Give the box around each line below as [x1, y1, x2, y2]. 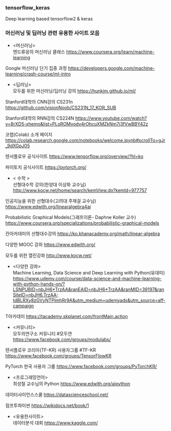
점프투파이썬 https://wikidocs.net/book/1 [5, 402, 89, 408]
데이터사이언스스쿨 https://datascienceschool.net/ [5, 391, 109, 398]
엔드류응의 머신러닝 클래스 [12, 48, 66, 55]
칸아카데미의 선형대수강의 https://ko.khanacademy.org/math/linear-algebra [5, 230, 160, 237]
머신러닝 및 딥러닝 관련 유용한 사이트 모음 [5, 30, 100, 37]
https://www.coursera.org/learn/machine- [66, 48, 155, 55]
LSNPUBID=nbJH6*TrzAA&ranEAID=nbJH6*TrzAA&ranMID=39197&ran [12, 286, 165, 292]
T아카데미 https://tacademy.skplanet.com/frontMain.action [5, 313, 128, 319]
